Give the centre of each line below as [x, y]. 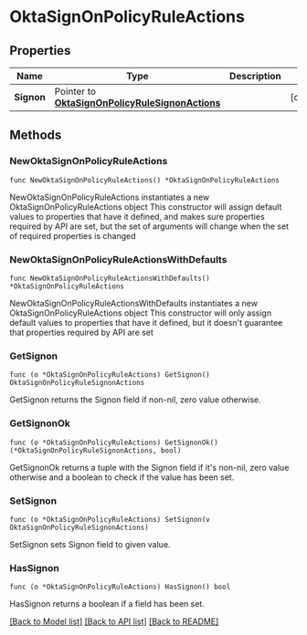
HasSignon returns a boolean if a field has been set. [107, 604]
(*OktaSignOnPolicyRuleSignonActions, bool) [95, 450]
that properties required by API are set [81, 332]
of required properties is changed [73, 235]
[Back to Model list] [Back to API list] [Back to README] [114, 621]
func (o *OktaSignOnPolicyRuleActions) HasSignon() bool [120, 587]
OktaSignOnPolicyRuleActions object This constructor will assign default [146, 206]
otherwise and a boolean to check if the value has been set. [122, 477]
